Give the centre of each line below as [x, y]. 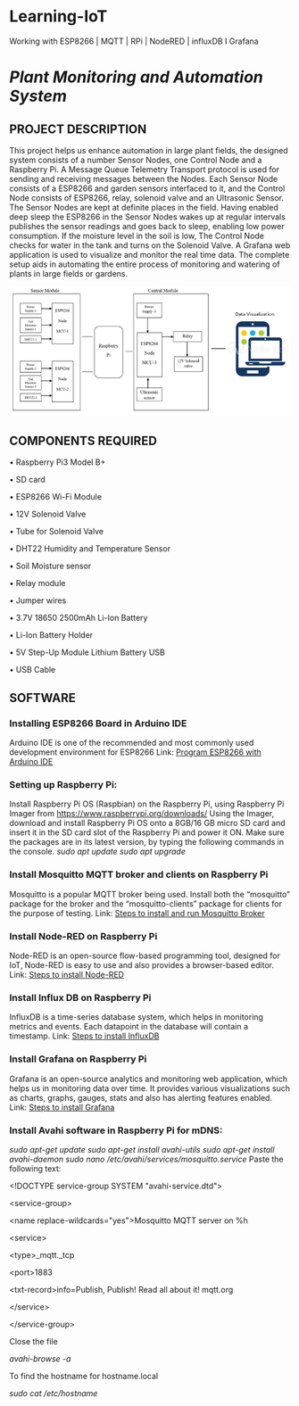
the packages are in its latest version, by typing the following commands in [147, 842]
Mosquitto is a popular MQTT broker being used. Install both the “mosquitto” [149, 894]
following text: [35, 1168]
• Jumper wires [38, 600]
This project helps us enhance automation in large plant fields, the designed [149, 150]
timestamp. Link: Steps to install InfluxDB [84, 1036]
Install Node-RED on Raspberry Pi [83, 936]
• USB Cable [33, 670]
